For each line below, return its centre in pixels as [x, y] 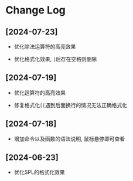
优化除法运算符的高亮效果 [45, 47]
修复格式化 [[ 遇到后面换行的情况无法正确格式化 [71, 105]
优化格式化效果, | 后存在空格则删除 [55, 59]
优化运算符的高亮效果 [40, 93]
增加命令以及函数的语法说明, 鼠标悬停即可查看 [69, 139]
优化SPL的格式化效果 [39, 172]
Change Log [35, 10]
